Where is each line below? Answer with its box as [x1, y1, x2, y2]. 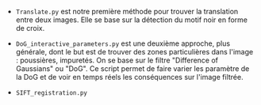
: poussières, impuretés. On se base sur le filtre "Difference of [15, 55, 219, 65]
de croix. [15, 24, 45, 32]
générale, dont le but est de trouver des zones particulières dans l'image [15, 47, 254, 56]
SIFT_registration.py [15, 89, 87, 97]
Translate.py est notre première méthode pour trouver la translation [15, 7, 239, 16]
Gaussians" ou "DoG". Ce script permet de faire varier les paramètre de [15, 64, 250, 73]
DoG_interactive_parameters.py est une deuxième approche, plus [15, 39, 231, 48]
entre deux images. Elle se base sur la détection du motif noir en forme [15, 15, 248, 24]
